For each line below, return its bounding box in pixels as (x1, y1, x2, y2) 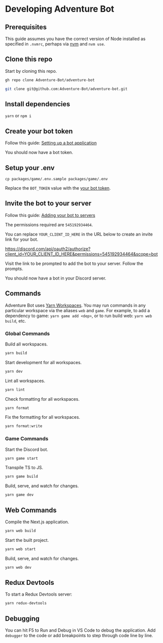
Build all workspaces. (5, 341, 48, 347)
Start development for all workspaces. (5, 359, 82, 365)
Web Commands (5, 506, 57, 514)
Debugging (5, 614, 40, 622)
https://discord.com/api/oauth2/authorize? (5, 246, 91, 252)
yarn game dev (5, 493, 34, 497)
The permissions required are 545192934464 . (5, 221, 93, 228)
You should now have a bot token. (5, 150, 73, 155)
